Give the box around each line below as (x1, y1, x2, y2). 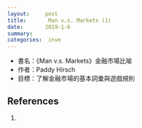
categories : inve (7, 37, 61, 44)
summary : (7, 30, 33, 37)
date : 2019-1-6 (7, 23, 71, 30)
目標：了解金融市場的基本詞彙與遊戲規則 (17, 75, 135, 83)
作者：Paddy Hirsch (17, 65, 76, 74)
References (7, 95, 59, 107)
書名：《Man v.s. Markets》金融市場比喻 (17, 57, 132, 65)
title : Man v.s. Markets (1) (7, 17, 112, 24)
